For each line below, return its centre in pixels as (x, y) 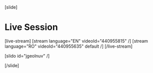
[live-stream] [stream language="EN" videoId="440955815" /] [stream (76, 41)
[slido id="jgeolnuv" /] (27, 56)
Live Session (31, 27)
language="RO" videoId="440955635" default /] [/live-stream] (69, 46)
